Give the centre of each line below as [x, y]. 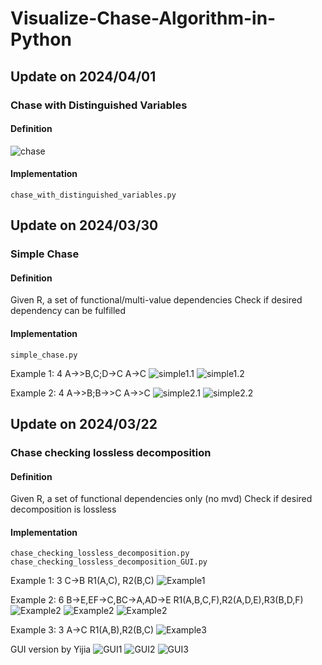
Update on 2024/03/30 [84, 225]
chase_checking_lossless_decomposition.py [100, 553]
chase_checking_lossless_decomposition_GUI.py [109, 562]
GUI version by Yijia [51, 649]
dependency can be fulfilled [68, 311]
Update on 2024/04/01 [83, 76]
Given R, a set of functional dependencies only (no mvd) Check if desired [161, 499]
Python [41, 39]
